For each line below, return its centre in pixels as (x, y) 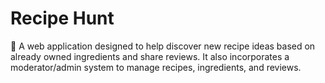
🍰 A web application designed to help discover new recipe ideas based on (163, 46)
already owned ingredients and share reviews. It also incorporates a (150, 56)
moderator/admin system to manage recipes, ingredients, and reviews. (156, 67)
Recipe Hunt (62, 18)
